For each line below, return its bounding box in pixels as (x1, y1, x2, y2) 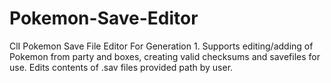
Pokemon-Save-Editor (9, 7, 199, 30)
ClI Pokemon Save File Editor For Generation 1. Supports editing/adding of (9, 40, 314, 52)
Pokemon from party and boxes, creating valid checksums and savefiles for (9, 50, 321, 62)
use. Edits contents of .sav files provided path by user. (9, 61, 234, 73)
